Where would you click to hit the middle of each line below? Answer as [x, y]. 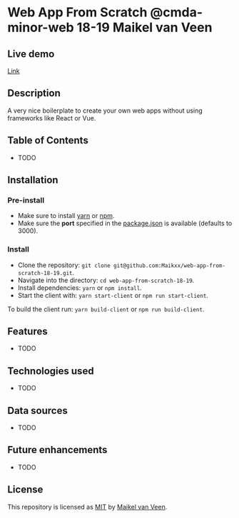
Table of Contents [48, 141]
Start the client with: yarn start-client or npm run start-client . [113, 295]
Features [27, 331]
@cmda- [177, 12]
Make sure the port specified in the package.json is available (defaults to [125, 223]
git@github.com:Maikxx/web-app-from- [169, 265]
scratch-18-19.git [45, 273]
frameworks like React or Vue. [52, 118]
